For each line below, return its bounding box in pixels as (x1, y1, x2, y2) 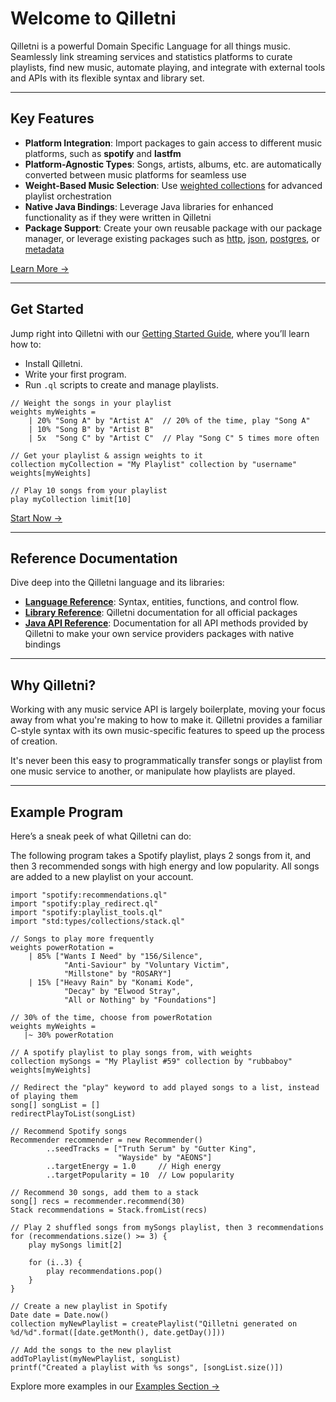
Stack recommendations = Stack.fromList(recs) (10, 1205, 208, 1215)
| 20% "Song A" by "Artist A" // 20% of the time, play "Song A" (28, 415, 311, 426)
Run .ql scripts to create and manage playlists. (24, 378, 219, 391)
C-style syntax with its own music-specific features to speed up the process (10, 725, 325, 737)
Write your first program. (24, 368, 127, 380)
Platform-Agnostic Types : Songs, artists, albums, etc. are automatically (24, 158, 322, 170)
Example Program (10, 803, 124, 821)
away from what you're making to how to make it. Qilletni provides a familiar (10, 714, 323, 726)
